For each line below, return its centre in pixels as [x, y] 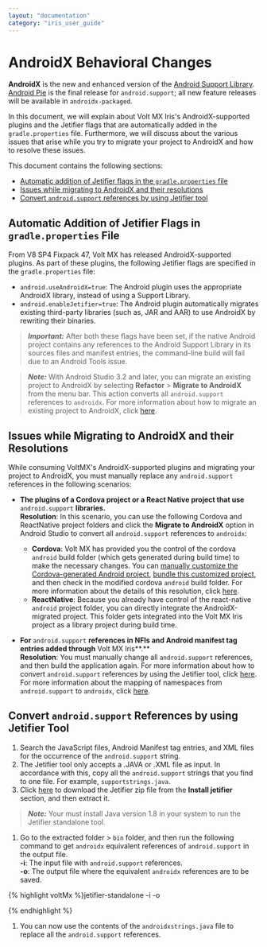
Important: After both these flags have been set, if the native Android [141, 336]
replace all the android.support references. [90, 934]
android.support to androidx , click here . [85, 691]
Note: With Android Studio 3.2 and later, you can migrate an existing [139, 377]
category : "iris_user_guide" [56, 23]
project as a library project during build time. [104, 625]
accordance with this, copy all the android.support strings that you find [136, 773]
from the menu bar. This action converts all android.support [126, 394]
